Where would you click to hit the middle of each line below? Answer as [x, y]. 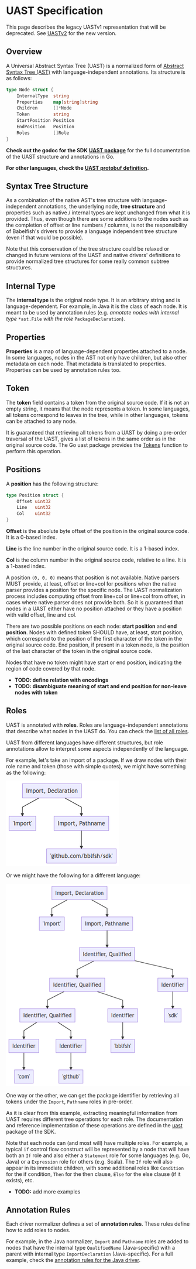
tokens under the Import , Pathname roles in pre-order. [70, 1102]
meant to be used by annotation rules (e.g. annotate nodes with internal [93, 313]
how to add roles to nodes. [38, 1230]
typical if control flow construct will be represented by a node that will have [98, 1149]
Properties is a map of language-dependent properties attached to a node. [97, 351]
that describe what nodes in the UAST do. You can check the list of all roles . [98, 731]
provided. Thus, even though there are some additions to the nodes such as [97, 219]
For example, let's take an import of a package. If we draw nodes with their [96, 760]
